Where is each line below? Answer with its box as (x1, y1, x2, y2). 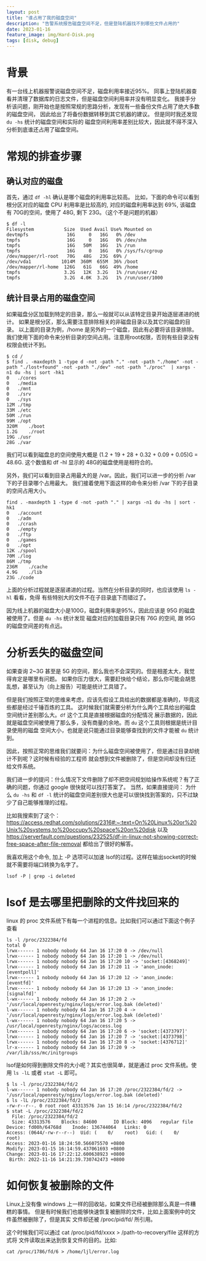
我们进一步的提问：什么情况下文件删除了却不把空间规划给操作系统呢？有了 (6, 775, 194, 783)
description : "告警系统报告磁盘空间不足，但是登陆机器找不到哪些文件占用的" (6, 20, 180, 26)
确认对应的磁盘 (6, 176, 63, 186)
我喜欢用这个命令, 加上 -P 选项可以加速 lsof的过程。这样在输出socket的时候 (6, 853, 197, 861)
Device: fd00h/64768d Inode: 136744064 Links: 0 (6, 1124, 147, 1130)
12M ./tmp (6, 402, 32, 408)
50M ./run (6, 412, 32, 418)
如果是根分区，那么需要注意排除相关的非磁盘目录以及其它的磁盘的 (18, 318, 185, 326)
